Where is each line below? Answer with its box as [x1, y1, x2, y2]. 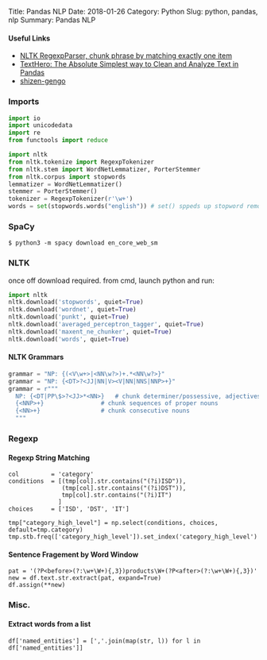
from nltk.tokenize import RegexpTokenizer [8, 158, 155, 166]
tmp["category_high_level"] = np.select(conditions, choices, [8, 519, 219, 527]
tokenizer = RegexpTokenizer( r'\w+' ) [8, 195, 133, 203]
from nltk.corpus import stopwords [8, 172, 126, 181]
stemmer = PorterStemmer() [8, 187, 98, 195]
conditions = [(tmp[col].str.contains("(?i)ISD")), [8, 477, 187, 485]
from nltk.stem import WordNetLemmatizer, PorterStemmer [8, 165, 201, 173]
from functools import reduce [8, 137, 109, 145]
